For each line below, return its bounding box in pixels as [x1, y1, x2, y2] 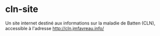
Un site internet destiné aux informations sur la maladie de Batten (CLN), [5, 20, 155, 26]
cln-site [5, 3, 39, 15]
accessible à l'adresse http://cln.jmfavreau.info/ [5, 25, 104, 31]
